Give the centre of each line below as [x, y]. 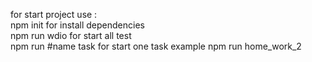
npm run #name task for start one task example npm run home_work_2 [156, 46]
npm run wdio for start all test [71, 35]
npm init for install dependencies [77, 25]
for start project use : [54, 14]
